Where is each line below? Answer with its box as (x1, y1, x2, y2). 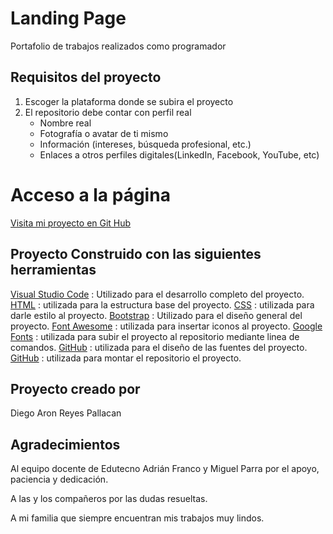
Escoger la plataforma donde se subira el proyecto (24, 95, 234, 107)
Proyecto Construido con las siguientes (10, 246, 262, 263)
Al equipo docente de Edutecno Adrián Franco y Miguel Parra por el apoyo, (10, 463, 320, 475)
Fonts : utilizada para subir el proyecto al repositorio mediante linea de (10, 330, 300, 342)
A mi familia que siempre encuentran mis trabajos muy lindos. (10, 512, 265, 524)
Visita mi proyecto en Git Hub (10, 217, 132, 229)
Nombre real (39, 117, 92, 129)
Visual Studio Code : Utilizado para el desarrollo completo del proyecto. (10, 288, 305, 300)
